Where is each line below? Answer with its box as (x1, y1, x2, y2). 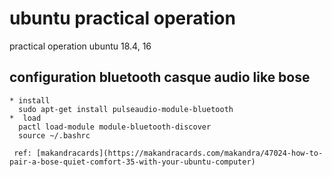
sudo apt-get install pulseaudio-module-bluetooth (18, 104, 234, 114)
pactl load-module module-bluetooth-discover (18, 122, 212, 132)
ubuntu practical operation (9, 7, 236, 30)
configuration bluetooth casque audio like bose (9, 69, 311, 86)
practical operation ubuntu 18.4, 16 (9, 40, 152, 52)
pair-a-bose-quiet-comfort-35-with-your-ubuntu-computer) (9, 157, 256, 167)
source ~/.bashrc (18, 130, 91, 141)
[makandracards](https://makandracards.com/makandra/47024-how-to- (35, 148, 324, 158)
